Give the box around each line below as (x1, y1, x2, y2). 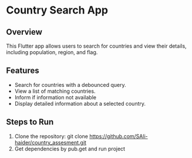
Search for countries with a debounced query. (14, 81, 126, 88)
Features (6, 66, 39, 76)
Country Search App (6, 4, 109, 17)
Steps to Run (6, 117, 54, 127)
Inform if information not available (14, 93, 97, 100)
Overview (6, 27, 43, 37)
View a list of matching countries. (14, 88, 96, 95)
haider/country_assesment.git (14, 139, 87, 146)
